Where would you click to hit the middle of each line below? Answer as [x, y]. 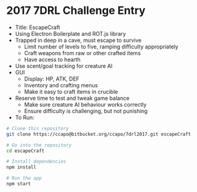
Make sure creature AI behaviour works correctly [85, 104]
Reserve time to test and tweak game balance [72, 98]
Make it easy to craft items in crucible [71, 91]
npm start [19, 184]
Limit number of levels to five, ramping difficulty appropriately [101, 47]
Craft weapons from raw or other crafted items [82, 53]
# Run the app [24, 178]
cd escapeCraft [25, 151]
